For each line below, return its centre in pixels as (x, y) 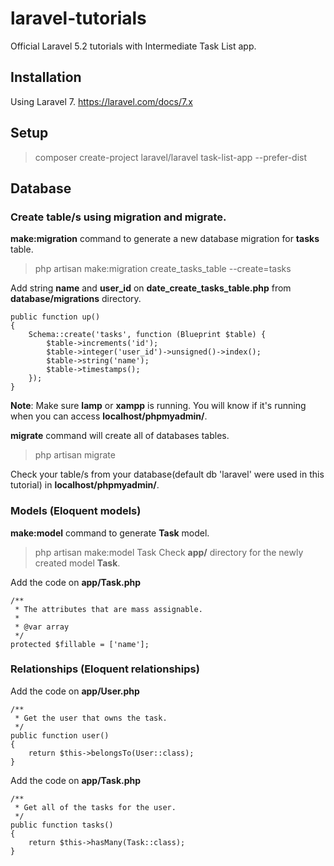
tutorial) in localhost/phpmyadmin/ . (85, 485)
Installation (46, 77)
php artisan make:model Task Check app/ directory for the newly (169, 552)
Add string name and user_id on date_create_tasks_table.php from (151, 288)
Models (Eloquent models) (76, 511)
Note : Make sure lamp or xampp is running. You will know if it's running (158, 406)
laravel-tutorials (78, 18)
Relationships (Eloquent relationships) (105, 669)
